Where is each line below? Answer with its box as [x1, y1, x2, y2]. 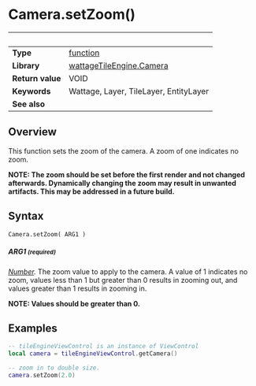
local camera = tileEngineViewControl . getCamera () [8, 350, 178, 358]
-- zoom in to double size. [8, 364, 101, 372]
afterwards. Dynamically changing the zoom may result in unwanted [8, 178, 236, 187]
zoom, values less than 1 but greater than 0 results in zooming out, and [8, 275, 238, 284]
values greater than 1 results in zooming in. [8, 284, 147, 293]
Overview [8, 125, 58, 139]
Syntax [8, 210, 44, 223]
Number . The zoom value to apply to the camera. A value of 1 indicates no [8, 266, 248, 277]
